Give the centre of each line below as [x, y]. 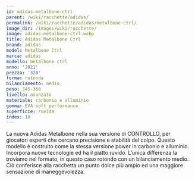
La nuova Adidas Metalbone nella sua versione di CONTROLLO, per [89, 134]
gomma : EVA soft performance [42, 106]
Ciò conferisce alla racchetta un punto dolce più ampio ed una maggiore [95, 166]
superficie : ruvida [30, 111]
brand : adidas [24, 45]
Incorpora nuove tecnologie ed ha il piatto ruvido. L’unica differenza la [92, 153]
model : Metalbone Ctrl [34, 51]
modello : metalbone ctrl [37, 61]
